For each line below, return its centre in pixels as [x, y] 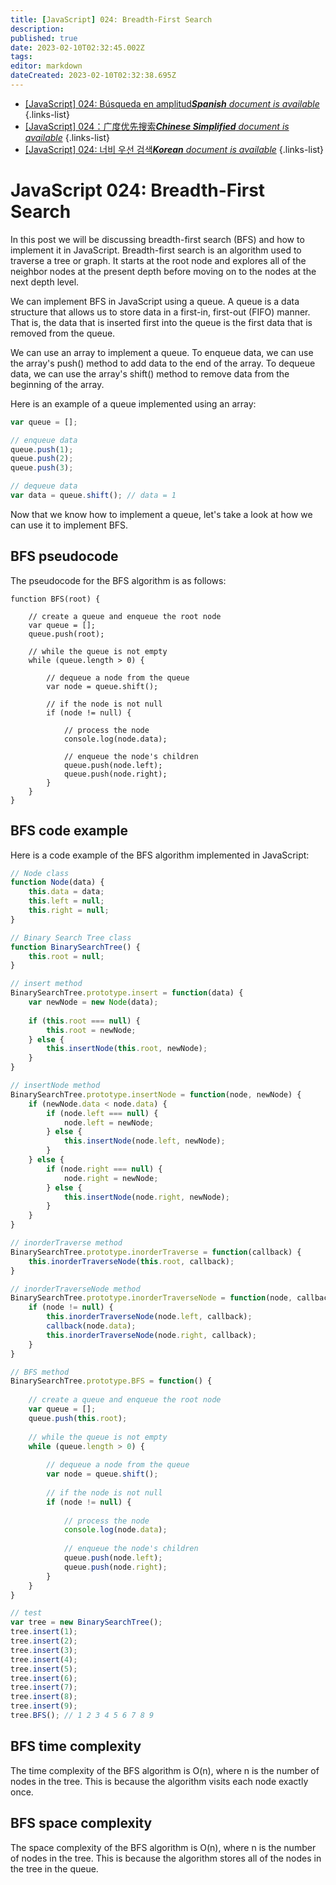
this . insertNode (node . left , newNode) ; [144, 1141]
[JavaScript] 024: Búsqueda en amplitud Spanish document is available [172, 103]
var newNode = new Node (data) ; [93, 1002]
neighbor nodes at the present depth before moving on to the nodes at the [163, 271]
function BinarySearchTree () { [75, 947]
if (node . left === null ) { [102, 1113]
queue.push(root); [66, 634]
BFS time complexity [76, 1746]
